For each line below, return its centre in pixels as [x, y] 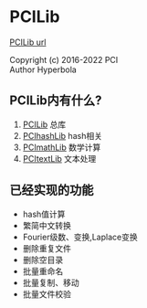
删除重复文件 [47, 248]
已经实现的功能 [52, 191]
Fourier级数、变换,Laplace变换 [80, 237]
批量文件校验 [47, 293]
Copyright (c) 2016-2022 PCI [64, 59]
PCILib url [28, 42]
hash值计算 [44, 214]
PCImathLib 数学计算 [62, 147]
